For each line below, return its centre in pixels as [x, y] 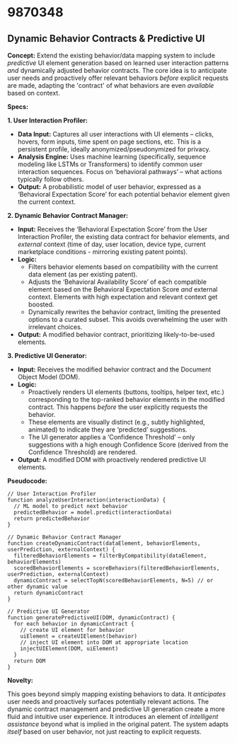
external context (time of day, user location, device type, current [111, 244]
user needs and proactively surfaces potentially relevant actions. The [108, 702]
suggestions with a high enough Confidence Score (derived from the [128, 444]
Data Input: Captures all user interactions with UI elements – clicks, [116, 134]
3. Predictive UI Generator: [47, 356]
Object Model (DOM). [48, 377]
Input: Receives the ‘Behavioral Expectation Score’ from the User [112, 229]
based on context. [34, 93]
